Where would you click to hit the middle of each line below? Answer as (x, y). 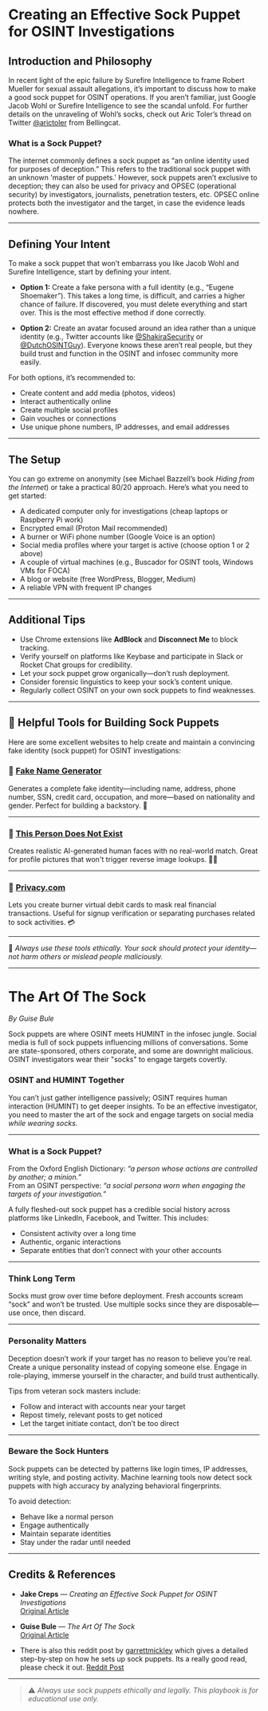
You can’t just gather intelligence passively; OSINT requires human (118, 1097)
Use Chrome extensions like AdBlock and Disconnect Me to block (129, 639)
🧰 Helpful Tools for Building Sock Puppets (114, 723)
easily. (30, 362)
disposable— (237, 1304)
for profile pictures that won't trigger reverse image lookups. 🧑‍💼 (113, 859)
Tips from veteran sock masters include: (75, 1391)
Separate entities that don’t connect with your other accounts (120, 1250)
